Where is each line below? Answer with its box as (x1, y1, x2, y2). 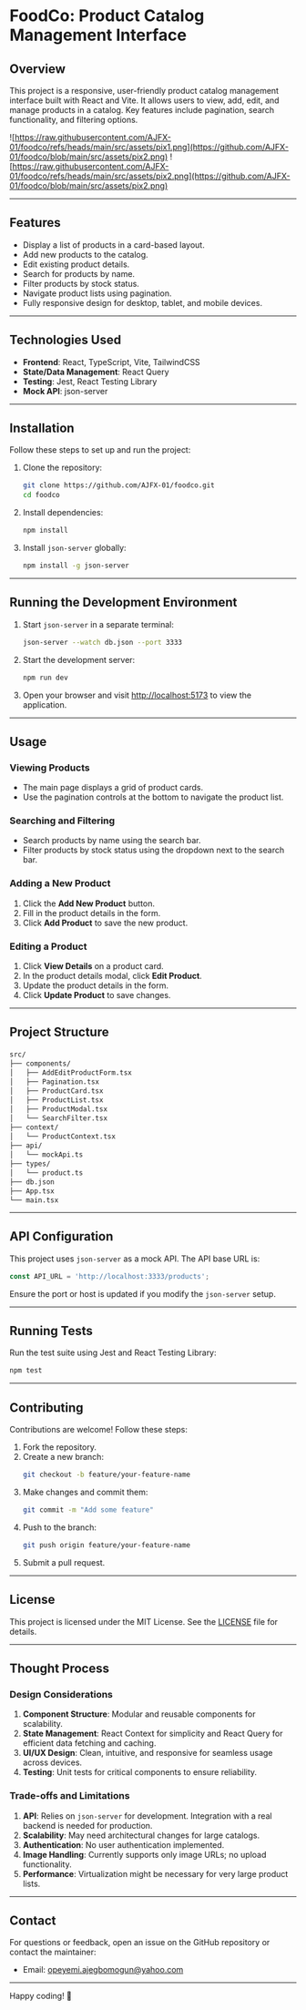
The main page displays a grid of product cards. (22, 782, 203, 793)
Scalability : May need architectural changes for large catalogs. (22, 1830, 260, 1841)
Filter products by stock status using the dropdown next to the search (22, 844, 285, 856)
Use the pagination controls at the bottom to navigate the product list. (22, 791, 284, 802)
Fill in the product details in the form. (22, 907, 161, 918)
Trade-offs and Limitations (9, 1790, 130, 1802)
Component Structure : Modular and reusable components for (22, 1709, 256, 1719)
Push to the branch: (22, 1522, 97, 1533)
